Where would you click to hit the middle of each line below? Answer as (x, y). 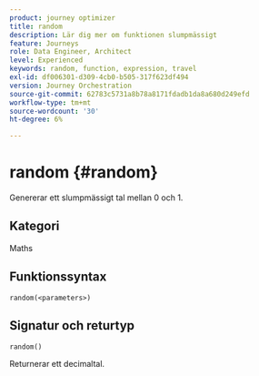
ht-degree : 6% (36, 119)
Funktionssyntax (58, 277)
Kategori (35, 226)
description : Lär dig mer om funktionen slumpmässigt (114, 35)
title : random (36, 26)
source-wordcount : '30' (55, 111)
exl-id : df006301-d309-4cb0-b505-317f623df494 (99, 77)
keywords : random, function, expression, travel (103, 69)
